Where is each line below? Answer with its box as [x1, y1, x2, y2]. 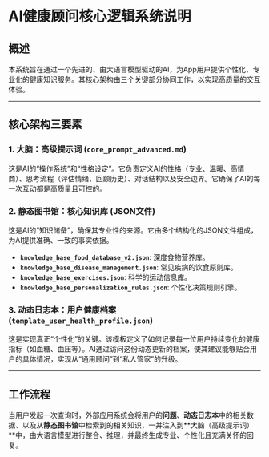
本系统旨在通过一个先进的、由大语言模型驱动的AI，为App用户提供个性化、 [8, 65, 254, 74]
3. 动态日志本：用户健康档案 [8, 304, 117, 315]
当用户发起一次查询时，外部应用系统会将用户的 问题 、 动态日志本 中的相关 [8, 410, 247, 420]
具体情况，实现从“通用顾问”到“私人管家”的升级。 [22, 354, 183, 364]
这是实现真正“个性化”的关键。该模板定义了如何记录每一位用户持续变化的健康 [8, 334, 260, 344]
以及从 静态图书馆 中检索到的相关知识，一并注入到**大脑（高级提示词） [22, 420, 255, 430]
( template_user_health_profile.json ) [8, 314, 154, 326]
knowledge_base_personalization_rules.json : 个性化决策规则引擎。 [19, 282, 242, 292]
